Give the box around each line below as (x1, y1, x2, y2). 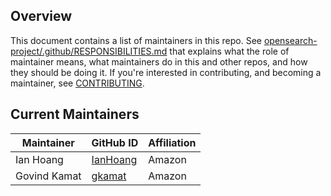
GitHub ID (91, 135, 139, 149)
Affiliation (148, 135, 197, 149)
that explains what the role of (169, 45, 290, 57)
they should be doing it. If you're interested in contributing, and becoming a (10, 66, 322, 78)
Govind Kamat (15, 169, 82, 183)
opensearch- (263, 34, 318, 46)
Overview (10, 8, 73, 25)
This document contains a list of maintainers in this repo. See (10, 34, 262, 46)
